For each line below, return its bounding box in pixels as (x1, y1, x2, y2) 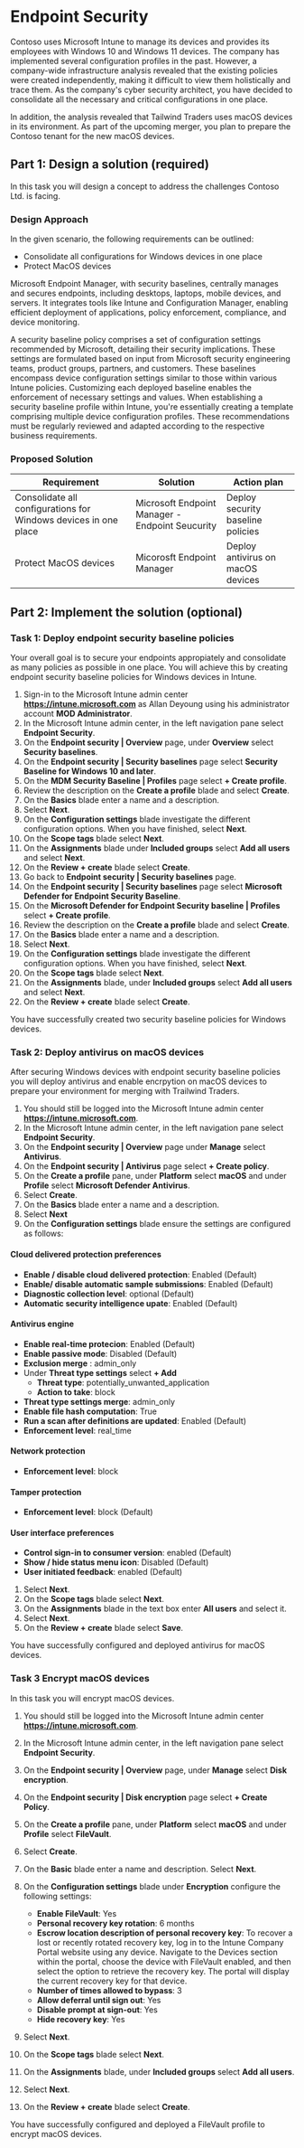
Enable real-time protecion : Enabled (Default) (23, 1338, 196, 1349)
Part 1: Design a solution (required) (10, 156, 210, 173)
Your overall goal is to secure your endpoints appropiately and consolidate (10, 653, 287, 664)
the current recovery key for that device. (36, 1975, 188, 1986)
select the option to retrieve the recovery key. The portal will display (36, 1965, 290, 1976)
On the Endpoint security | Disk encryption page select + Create (23, 1792, 268, 1803)
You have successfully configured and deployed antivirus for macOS (10, 1640, 265, 1651)
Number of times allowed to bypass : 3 (36, 1984, 183, 1995)
